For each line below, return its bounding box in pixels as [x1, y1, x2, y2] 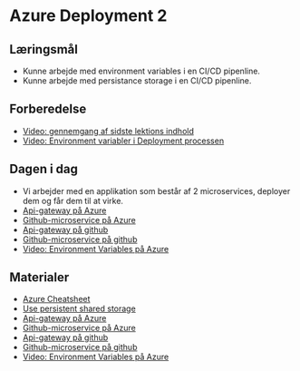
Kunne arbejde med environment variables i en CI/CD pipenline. [22, 65, 261, 76]
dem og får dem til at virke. [22, 195, 124, 206]
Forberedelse [9, 102, 87, 117]
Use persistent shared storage [22, 303, 136, 314]
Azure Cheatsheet [22, 294, 91, 305]
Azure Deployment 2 [9, 5, 168, 26]
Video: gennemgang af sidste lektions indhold [22, 125, 195, 136]
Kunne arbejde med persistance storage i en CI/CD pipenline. [22, 75, 252, 86]
